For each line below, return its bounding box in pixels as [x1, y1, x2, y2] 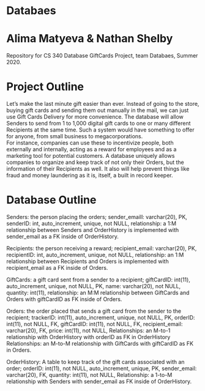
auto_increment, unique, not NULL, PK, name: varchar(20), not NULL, [6, 283, 181, 289]
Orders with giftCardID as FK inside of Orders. [6, 296, 122, 303]
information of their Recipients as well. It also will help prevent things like [6, 165, 190, 173]
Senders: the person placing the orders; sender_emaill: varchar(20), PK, [6, 214, 188, 220]
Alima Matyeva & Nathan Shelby [6, 32, 173, 46]
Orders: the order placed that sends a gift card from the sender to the [6, 307, 182, 315]
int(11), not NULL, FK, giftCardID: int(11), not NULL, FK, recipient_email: [6, 321, 183, 327]
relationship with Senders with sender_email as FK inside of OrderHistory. [6, 378, 192, 385]
